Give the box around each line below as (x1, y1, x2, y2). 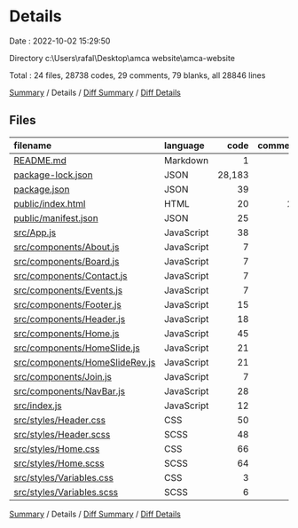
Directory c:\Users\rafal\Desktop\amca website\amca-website (9, 52, 235, 63)
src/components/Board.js (13, 255, 120, 267)
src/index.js (13, 399, 62, 412)
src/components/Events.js (13, 284, 122, 296)
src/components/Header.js (13, 312, 126, 325)
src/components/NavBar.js (13, 384, 126, 397)
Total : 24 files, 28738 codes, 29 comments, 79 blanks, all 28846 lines (9, 69, 266, 81)
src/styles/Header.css (13, 414, 106, 426)
